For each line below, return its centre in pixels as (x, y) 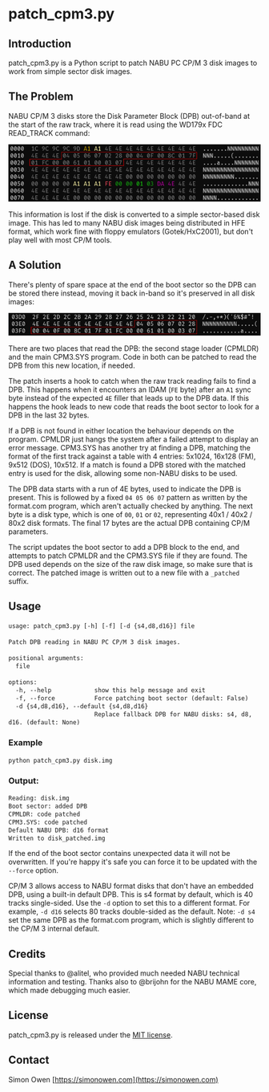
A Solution (35, 265)
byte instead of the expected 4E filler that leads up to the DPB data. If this (129, 397)
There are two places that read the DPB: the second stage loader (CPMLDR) (134, 348)
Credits (27, 953)
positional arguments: (46, 658)
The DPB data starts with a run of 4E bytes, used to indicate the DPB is (125, 489)
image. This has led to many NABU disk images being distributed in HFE (127, 222)
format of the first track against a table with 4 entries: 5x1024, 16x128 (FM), (132, 456)
